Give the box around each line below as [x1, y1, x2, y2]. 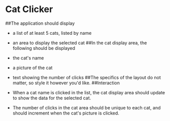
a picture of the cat [12, 65, 53, 71]
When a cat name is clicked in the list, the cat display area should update [12, 89, 165, 95]
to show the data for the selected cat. [12, 95, 91, 101]
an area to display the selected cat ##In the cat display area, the [12, 39, 147, 46]
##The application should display [5, 20, 75, 26]
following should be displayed [12, 45, 75, 51]
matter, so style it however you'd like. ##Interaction [12, 80, 120, 86]
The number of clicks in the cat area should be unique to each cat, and [12, 104, 161, 110]
